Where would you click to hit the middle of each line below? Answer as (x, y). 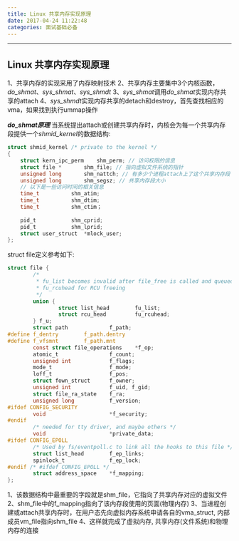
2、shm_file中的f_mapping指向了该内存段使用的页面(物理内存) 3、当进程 (114, 504)
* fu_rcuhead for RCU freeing (81, 288)
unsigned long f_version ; (87, 401)
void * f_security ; (90, 414)
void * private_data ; (94, 434)
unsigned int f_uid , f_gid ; (92, 388)
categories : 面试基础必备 (43, 27)
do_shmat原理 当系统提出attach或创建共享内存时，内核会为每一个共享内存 (117, 125)
